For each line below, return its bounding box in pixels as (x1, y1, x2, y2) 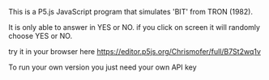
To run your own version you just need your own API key (8, 62, 197, 72)
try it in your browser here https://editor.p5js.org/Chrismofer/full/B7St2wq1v (8, 47, 262, 56)
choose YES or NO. (8, 32, 73, 40)
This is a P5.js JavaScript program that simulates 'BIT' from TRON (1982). (8, 7, 254, 16)
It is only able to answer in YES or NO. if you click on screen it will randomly (8, 23, 261, 32)
